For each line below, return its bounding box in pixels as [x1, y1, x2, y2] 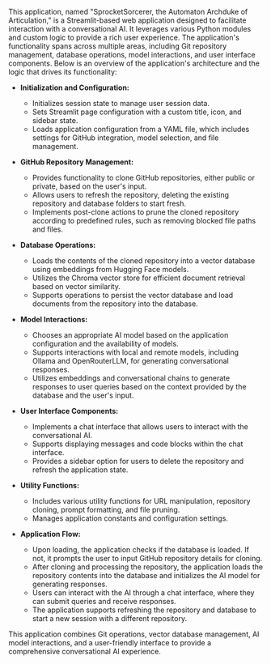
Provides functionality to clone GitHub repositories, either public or [32, 173, 255, 182]
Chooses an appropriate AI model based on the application [32, 330, 229, 339]
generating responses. [32, 579, 108, 589]
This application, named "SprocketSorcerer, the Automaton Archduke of [8, 7, 248, 16]
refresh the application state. [32, 465, 129, 475]
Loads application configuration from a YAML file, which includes [32, 125, 250, 134]
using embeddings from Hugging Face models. [32, 265, 189, 274]
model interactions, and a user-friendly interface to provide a [8, 638, 212, 647]
